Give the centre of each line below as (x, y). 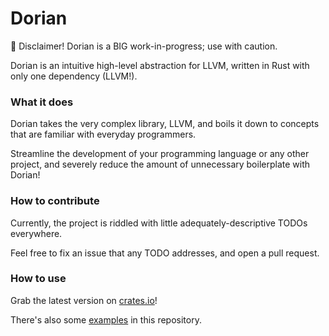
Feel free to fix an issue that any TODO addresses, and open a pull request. (165, 253)
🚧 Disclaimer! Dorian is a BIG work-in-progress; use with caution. (144, 46)
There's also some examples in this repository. (106, 319)
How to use (38, 279)
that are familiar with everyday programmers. (103, 134)
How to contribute (55, 201)
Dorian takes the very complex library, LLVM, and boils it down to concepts (165, 124)
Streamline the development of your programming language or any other (160, 154)
